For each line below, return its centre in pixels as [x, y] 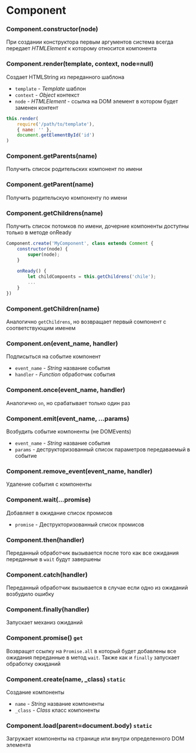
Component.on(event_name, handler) [62, 344]
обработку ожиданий [33, 663]
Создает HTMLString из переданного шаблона [65, 77]
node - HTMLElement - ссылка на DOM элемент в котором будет [96, 101]
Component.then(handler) [45, 540]
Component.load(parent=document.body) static [79, 726]
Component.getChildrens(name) [55, 213]
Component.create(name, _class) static [66, 679]
